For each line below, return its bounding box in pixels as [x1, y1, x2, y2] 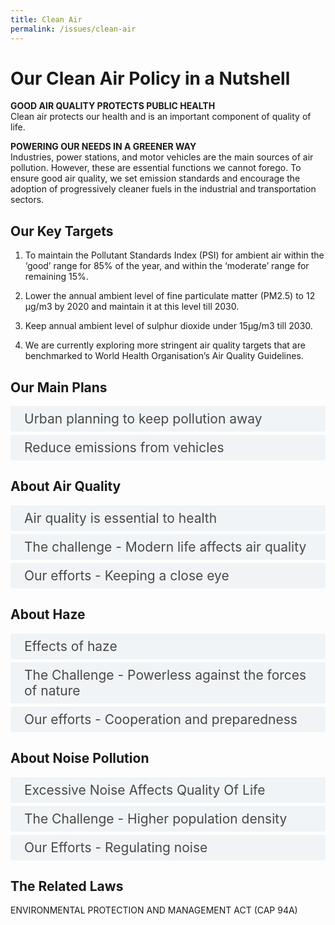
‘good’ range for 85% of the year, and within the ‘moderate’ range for [24, 260, 310, 272]
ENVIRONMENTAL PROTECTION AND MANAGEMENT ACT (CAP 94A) [10, 904, 298, 916]
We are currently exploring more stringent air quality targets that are [24, 339, 306, 351]
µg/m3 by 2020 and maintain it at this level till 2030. [24, 301, 240, 313]
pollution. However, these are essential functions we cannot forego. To [10, 162, 302, 174]
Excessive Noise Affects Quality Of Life [24, 781, 266, 798]
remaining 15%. [24, 271, 89, 283]
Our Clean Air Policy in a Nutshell [10, 67, 291, 90]
